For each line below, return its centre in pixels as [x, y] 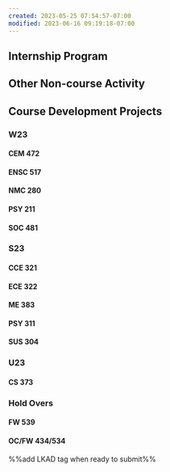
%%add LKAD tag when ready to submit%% [82, 459]
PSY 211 [22, 209]
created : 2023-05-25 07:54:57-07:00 [70, 16]
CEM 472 [24, 154]
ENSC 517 [25, 172]
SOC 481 [23, 227]
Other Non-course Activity [77, 84]
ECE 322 [23, 286]
